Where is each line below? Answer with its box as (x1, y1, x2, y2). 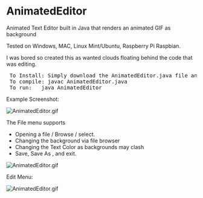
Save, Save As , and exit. (14, 150, 77, 157)
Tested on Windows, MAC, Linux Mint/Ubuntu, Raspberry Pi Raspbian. (6, 42, 181, 49)
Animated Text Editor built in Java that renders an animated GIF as (6, 24, 171, 31)
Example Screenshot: (6, 95, 59, 103)
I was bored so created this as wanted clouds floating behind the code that (6, 54, 193, 61)
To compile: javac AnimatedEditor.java (9, 78, 128, 85)
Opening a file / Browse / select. (14, 130, 95, 138)
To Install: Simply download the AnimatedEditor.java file (9, 72, 188, 79)
